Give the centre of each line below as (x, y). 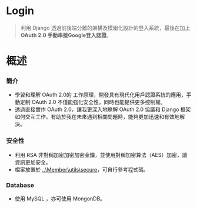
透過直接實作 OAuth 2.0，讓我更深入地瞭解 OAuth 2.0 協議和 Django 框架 (103, 109)
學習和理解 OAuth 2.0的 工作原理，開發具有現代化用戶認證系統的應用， (100, 95)
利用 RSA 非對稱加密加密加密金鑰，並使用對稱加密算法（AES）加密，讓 (101, 155)
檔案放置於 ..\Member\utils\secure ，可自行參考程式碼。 (81, 169)
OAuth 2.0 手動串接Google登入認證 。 (66, 35)
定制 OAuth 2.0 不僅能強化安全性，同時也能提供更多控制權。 (93, 102)
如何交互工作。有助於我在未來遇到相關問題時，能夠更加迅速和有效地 (97, 117)
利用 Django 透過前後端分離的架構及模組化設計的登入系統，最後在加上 (105, 28)
